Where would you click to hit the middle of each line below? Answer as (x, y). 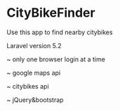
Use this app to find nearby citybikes (60, 32)
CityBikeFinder (51, 13)
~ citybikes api (28, 86)
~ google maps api (34, 73)
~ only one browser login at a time (56, 59)
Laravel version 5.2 (34, 45)
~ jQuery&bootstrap (35, 100)
